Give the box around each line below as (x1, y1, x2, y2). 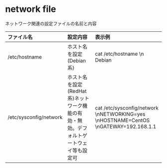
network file (5, 3, 56, 15)
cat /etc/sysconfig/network (95, 104, 159, 111)
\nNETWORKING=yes (95, 110, 146, 117)
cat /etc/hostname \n (95, 50, 144, 57)
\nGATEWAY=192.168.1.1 (95, 123, 157, 130)
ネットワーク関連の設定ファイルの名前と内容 (5, 20, 97, 26)
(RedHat (67, 87, 87, 94)
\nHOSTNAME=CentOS (95, 117, 150, 124)
